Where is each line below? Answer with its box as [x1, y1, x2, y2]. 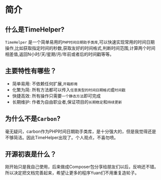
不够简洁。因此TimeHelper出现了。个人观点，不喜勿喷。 [5, 134, 119, 140]
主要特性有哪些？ [5, 67, 57, 75]
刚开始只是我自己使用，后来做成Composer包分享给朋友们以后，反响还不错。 [5, 164, 159, 170]
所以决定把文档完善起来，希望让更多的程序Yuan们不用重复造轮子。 [5, 170, 140, 176]
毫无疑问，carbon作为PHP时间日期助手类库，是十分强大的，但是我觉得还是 [5, 128, 157, 134]
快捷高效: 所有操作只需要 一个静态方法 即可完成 [12, 93, 101, 99]
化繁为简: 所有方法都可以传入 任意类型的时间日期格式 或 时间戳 [12, 87, 126, 92]
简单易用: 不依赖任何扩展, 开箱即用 [12, 81, 78, 87]
